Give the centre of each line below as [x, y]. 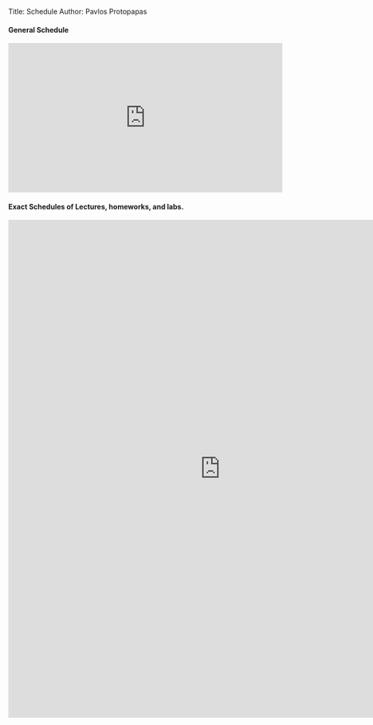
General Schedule [39, 29]
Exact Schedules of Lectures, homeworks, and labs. [96, 206]
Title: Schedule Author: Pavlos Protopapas [78, 12]
